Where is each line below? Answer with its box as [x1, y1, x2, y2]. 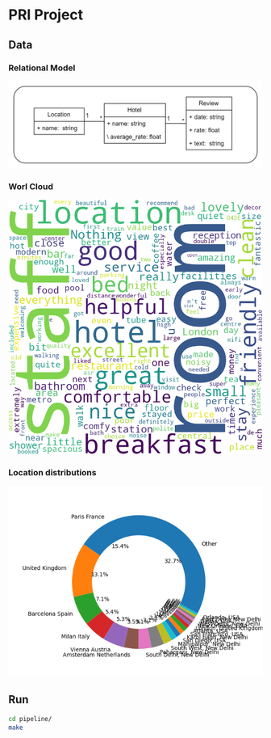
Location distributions [8, 467, 97, 479]
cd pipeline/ [8, 715, 52, 723]
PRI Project [8, 6, 84, 24]
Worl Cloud [8, 180, 54, 192]
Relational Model [8, 62, 76, 74]
